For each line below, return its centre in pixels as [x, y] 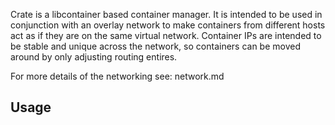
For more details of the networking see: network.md [117, 76]
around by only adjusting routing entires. [94, 57]
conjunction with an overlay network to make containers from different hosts [168, 25]
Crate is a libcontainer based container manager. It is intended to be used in [166, 14]
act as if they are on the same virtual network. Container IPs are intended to [166, 35]
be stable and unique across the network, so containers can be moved [156, 46]
